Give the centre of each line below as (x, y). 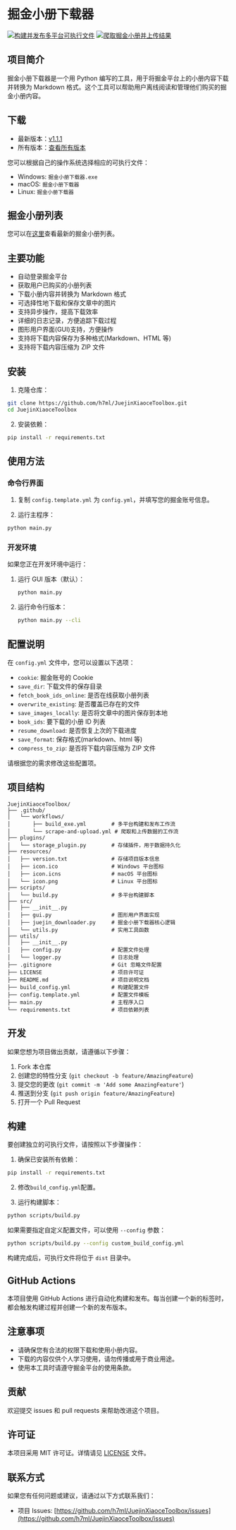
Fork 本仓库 (34, 1066)
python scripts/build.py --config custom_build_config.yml (96, 1243)
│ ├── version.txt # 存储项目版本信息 (83, 859)
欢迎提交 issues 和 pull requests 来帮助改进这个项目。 (85, 1410)
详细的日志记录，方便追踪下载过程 (67, 321)
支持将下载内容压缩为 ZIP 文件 (61, 347)
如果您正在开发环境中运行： (48, 564)
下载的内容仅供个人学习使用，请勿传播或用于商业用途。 (98, 1358)
